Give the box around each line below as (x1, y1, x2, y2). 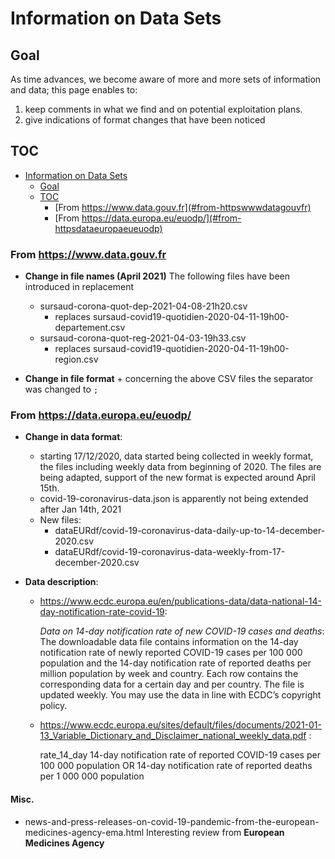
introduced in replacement (24, 281, 135, 293)
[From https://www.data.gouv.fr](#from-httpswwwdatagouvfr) (54, 201, 312, 213)
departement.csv (54, 322, 126, 334)
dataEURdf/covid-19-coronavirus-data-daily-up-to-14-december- (54, 525, 326, 537)
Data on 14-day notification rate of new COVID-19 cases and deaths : (39, 625, 325, 637)
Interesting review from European (145, 826, 285, 838)
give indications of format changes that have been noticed (24, 114, 266, 126)
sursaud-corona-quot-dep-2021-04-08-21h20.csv (39, 300, 248, 312)
